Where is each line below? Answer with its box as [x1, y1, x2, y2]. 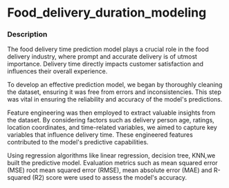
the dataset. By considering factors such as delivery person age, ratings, [7, 116, 214, 124]
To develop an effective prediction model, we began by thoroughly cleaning [7, 81, 223, 89]
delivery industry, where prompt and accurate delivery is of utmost [7, 53, 197, 61]
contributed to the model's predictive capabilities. [7, 138, 149, 147]
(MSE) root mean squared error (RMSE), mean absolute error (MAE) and [7, 166, 212, 174]
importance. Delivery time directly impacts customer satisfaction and [7, 60, 204, 68]
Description [7, 30, 48, 39]
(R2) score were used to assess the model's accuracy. [32, 173, 187, 182]
